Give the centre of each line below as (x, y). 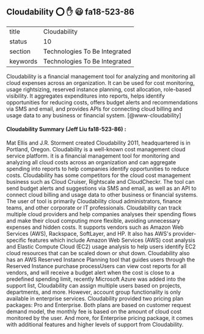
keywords (24, 61)
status (18, 42)
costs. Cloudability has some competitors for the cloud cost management (99, 175)
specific (16, 240)
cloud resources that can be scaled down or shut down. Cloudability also (98, 253)
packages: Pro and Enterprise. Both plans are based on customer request (99, 305)
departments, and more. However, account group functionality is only (94, 292)
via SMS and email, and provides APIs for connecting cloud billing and (95, 109)
